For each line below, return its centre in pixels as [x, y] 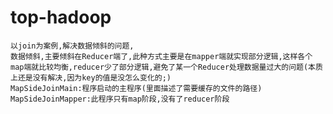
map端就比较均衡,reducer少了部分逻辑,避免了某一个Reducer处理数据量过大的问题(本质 [166, 67]
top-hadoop [61, 17]
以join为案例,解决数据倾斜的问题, [72, 46]
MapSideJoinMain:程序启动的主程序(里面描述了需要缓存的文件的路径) [136, 88]
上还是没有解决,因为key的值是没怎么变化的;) [91, 77]
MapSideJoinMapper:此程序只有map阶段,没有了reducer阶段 [120, 99]
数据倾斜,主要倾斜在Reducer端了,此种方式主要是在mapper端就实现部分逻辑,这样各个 [161, 56]
